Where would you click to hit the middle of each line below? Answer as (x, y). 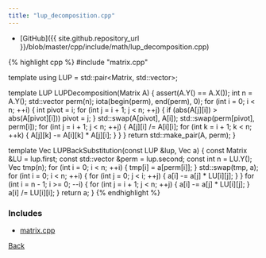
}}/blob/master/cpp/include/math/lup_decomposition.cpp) (114, 46)
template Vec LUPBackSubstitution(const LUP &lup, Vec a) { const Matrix (128, 150)
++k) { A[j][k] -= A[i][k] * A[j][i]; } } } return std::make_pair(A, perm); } (122, 135)
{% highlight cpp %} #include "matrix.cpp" (78, 62)
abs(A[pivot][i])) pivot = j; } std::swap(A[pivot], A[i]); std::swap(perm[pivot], (132, 118)
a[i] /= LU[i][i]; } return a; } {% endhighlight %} (85, 192)
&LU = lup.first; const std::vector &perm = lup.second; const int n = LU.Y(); (130, 159)
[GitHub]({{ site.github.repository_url (79, 38)
